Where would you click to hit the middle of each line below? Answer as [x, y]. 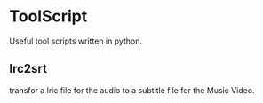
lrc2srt [28, 69]
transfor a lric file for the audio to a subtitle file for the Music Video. [132, 90]
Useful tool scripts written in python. [76, 41]
